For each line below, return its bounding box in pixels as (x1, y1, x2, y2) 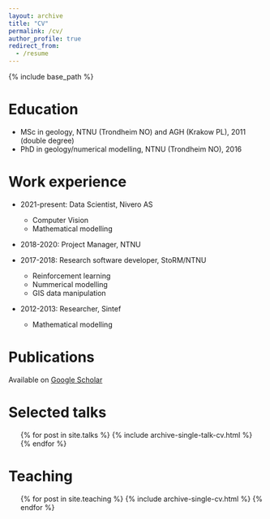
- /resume (15, 49, 49, 58)
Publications (8, 348, 95, 367)
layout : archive (8, 11, 63, 20)
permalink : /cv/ (8, 27, 63, 35)
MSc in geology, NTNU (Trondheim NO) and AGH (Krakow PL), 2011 (19, 127, 246, 136)
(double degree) (19, 135, 75, 145)
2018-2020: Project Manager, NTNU (19, 239, 141, 249)
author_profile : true (8, 34, 82, 43)
